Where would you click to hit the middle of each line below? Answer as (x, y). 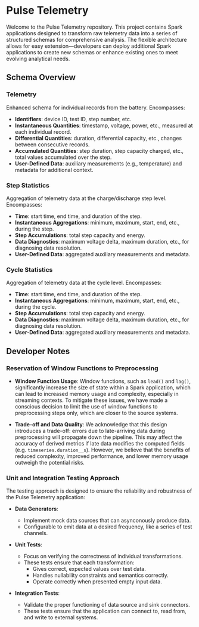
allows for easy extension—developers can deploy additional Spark (89, 46)
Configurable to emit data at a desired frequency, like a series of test (108, 527)
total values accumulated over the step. (63, 157)
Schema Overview (41, 77)
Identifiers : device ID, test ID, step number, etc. (73, 119)
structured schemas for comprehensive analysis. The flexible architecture (97, 39)
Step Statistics (28, 185)
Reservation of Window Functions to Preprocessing (83, 368)
